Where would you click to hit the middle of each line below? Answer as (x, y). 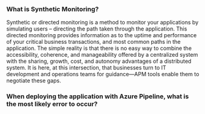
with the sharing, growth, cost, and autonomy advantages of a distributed (99, 61)
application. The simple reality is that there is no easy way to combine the (99, 48)
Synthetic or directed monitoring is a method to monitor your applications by (102, 23)
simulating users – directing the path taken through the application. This (97, 29)
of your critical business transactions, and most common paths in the (94, 42)
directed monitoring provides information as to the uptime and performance (102, 35)
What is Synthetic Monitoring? (53, 9)
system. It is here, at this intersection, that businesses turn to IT (86, 68)
